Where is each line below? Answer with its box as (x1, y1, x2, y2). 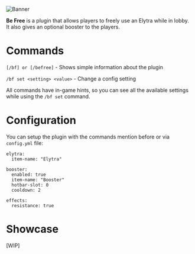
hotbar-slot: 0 (11, 182, 49, 188)
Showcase (6, 223, 59, 236)
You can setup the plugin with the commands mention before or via (6, 133, 170, 140)
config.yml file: (6, 139, 43, 146)
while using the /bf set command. (6, 92, 90, 100)
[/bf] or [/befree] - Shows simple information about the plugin (6, 63, 164, 70)
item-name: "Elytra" (11, 156, 62, 162)
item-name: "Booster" (11, 176, 65, 183)
